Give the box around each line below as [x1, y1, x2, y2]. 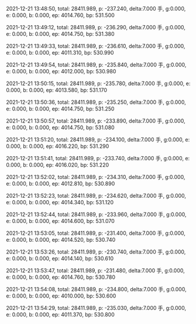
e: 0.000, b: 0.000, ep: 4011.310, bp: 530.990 [6, 49, 114, 56]
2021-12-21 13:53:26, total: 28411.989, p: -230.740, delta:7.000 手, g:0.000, [6, 248, 186, 255]
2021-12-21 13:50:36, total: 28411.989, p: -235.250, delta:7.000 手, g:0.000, [6, 99, 186, 106]
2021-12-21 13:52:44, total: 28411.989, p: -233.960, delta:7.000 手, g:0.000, [6, 211, 187, 218]
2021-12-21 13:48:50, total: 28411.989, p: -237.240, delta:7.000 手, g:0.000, [6, 5, 186, 12]
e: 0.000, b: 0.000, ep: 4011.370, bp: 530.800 [6, 311, 115, 318]
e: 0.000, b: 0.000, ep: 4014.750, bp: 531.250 [6, 105, 115, 112]
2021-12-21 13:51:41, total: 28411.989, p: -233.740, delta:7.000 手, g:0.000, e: [6, 155, 190, 161]
